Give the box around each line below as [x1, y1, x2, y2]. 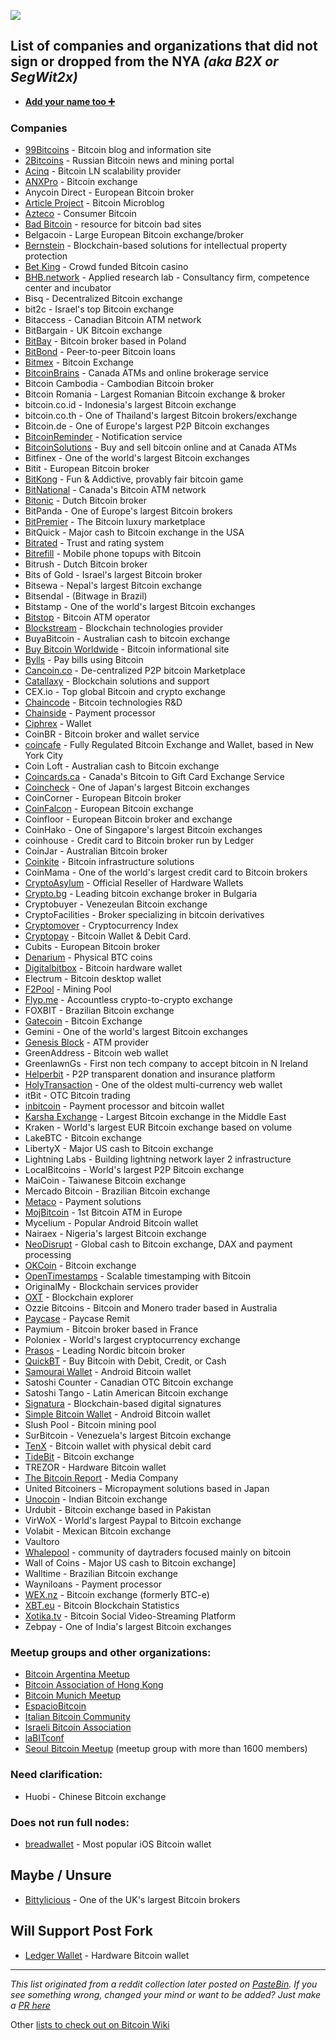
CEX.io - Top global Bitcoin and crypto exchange [24, 686, 226, 698]
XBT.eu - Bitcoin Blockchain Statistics [24, 1600, 180, 1612]
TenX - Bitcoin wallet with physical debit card [24, 1440, 212, 1452]
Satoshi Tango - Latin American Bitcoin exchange [24, 1387, 229, 1399]
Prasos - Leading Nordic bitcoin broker [24, 1345, 186, 1357]
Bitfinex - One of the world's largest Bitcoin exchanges [24, 452, 251, 464]
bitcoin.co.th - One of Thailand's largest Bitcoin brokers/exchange [24, 410, 298, 422]
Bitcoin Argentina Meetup [24, 1668, 130, 1680]
